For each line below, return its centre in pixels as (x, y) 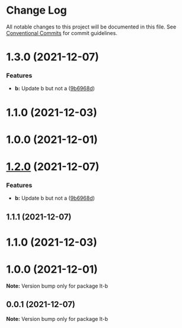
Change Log (36, 10)
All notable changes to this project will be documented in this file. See (91, 27)
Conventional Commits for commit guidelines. (62, 33)
